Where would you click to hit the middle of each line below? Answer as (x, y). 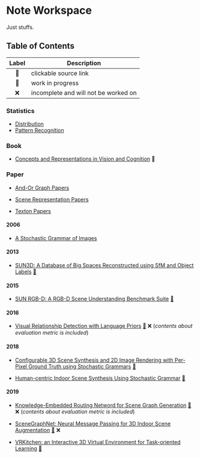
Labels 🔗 (26, 272)
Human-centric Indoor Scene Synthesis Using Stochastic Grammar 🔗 (100, 378)
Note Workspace (49, 11)
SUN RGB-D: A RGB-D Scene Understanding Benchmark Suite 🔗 (94, 299)
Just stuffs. (20, 27)
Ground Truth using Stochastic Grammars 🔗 (82, 366)
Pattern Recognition (39, 131)
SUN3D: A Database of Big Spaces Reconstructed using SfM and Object (104, 265)
